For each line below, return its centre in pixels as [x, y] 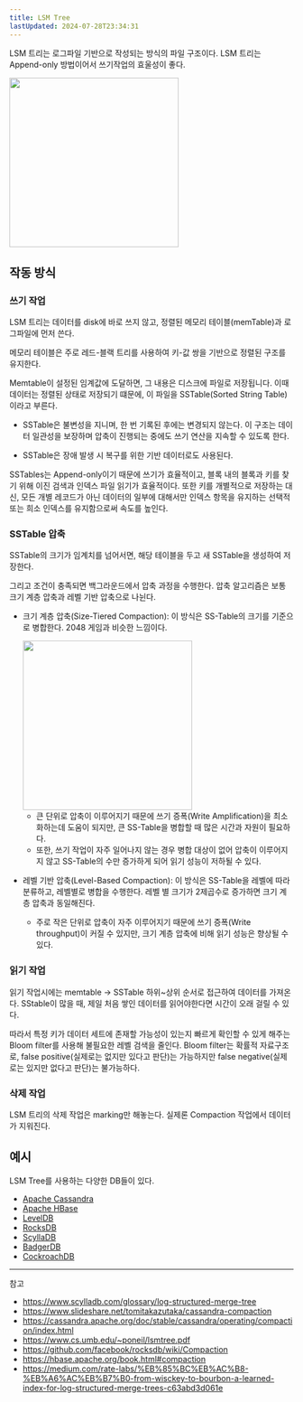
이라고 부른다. [34, 406]
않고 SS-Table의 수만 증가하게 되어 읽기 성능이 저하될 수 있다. [153, 861]
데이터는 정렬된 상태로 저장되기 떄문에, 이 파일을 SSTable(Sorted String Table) [149, 395]
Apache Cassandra [58, 1199]
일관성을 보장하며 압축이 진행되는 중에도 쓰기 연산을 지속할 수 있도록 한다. [161, 436]
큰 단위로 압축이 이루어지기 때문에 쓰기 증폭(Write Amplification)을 [154, 816]
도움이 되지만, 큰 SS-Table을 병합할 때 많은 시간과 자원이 [167, 827]
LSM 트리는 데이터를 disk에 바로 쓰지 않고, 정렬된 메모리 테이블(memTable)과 [146, 322]
